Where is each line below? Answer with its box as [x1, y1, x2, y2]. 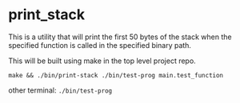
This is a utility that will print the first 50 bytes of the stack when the [8, 32, 232, 42]
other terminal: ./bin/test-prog [8, 85, 113, 95]
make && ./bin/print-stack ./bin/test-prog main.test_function [8, 71, 224, 79]
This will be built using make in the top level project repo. [8, 56, 196, 65]
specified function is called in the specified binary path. [8, 40, 192, 50]
